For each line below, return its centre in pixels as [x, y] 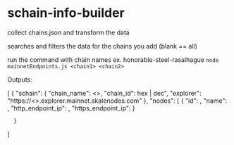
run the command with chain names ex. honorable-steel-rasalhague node [113, 59]
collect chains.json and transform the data [69, 32]
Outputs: [20, 80]
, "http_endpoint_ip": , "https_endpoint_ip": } [71, 108]
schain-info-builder [66, 13]
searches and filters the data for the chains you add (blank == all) [102, 46]
